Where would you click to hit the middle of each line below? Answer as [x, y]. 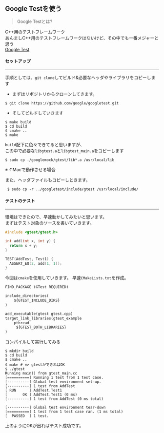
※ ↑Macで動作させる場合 [31, 170]
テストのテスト [20, 200]
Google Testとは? [35, 21]
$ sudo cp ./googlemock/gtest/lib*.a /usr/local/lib [60, 160]
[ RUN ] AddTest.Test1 [34, 391]
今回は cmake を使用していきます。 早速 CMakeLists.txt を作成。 [67, 278]
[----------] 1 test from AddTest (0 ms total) [54, 399]
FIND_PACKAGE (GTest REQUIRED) [37, 287]
